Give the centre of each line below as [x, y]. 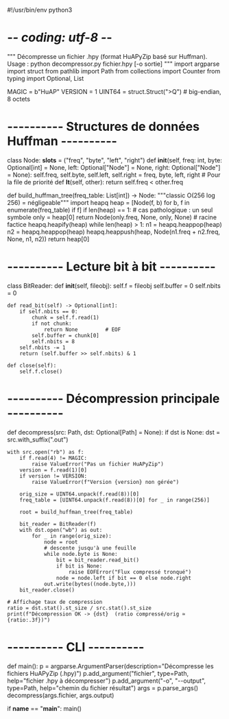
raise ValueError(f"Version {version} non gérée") [106, 482]
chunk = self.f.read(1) [65, 317]
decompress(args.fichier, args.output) [61, 695]
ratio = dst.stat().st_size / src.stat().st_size [80, 608]
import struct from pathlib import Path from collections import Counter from [114, 71]
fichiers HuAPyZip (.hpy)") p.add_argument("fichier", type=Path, [98, 673]
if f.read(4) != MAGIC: [53, 458]
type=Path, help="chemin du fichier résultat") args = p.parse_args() [103, 687]
